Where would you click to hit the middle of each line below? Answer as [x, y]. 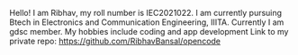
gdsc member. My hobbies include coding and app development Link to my [149, 31]
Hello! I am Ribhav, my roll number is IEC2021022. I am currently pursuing [145, 13]
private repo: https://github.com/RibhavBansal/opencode [115, 41]
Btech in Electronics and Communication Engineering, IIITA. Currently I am [147, 22]
